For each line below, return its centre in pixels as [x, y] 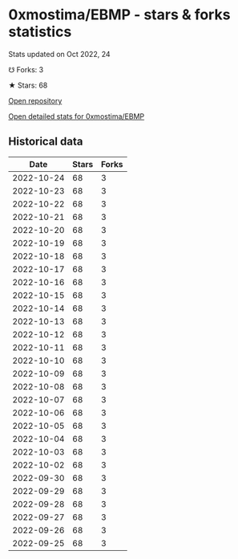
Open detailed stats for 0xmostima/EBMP [77, 116]
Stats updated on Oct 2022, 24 [59, 54]
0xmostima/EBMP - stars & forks [119, 15]
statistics [40, 32]
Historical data [46, 142]
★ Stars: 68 [28, 85]
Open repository [35, 100]
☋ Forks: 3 [26, 69]
